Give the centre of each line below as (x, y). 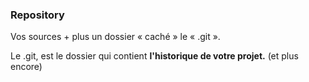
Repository (37, 15)
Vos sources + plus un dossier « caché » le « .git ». (115, 37)
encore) (26, 67)
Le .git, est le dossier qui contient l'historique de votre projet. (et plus (154, 56)
